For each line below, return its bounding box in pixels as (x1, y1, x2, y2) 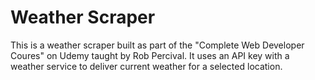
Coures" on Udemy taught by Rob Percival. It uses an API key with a (10, 49, 290, 61)
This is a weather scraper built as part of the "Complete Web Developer (10, 39, 305, 51)
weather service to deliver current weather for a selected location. (10, 60, 283, 72)
